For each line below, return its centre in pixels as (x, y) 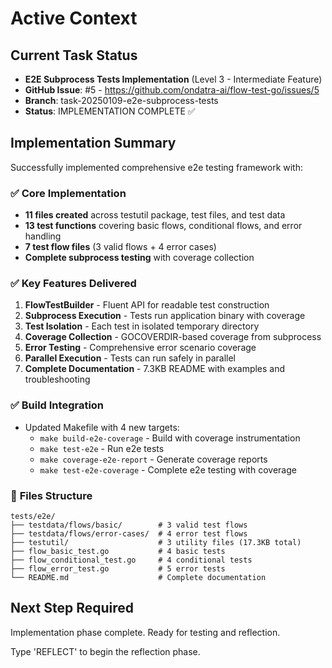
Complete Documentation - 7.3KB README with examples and (155, 369)
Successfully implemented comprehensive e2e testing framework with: (157, 167)
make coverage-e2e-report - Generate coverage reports (153, 459)
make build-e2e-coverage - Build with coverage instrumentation (170, 438)
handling (43, 236)
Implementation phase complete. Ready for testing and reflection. (145, 632)
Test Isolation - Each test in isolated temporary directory (142, 326)
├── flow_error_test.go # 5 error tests (118, 569)
